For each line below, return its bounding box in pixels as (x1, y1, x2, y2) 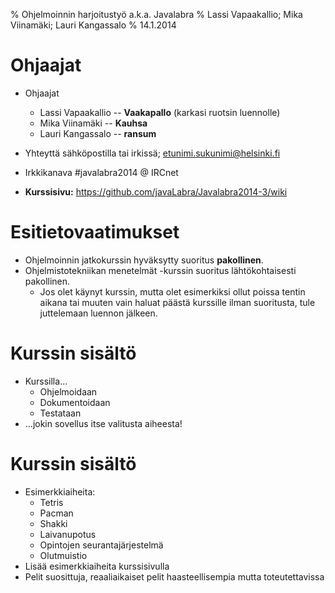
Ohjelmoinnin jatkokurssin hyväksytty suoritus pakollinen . (24, 254, 264, 266)
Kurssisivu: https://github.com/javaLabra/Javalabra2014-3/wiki (24, 185, 288, 198)
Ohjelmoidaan (39, 385, 98, 398)
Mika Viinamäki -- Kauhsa (39, 117, 148, 129)
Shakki (39, 517, 68, 529)
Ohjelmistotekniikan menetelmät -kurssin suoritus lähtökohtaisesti (24, 264, 297, 276)
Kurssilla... (24, 375, 68, 387)
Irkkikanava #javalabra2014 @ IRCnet (24, 166, 179, 178)
